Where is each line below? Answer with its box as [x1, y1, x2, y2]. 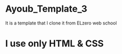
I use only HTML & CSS [5, 38, 104, 49]
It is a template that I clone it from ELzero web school [5, 20, 117, 26]
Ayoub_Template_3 [5, 3, 88, 15]
